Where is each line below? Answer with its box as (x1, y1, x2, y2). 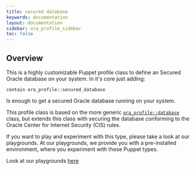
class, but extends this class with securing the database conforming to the (6, 115, 190, 122)
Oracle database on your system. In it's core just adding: (6, 75, 145, 82)
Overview (6, 53, 44, 63)
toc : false (6, 31, 33, 37)
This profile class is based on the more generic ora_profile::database (6, 109, 180, 116)
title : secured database (6, 8, 68, 15)
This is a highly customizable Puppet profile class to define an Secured (6, 69, 181, 76)
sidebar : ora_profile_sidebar (6, 25, 82, 32)
